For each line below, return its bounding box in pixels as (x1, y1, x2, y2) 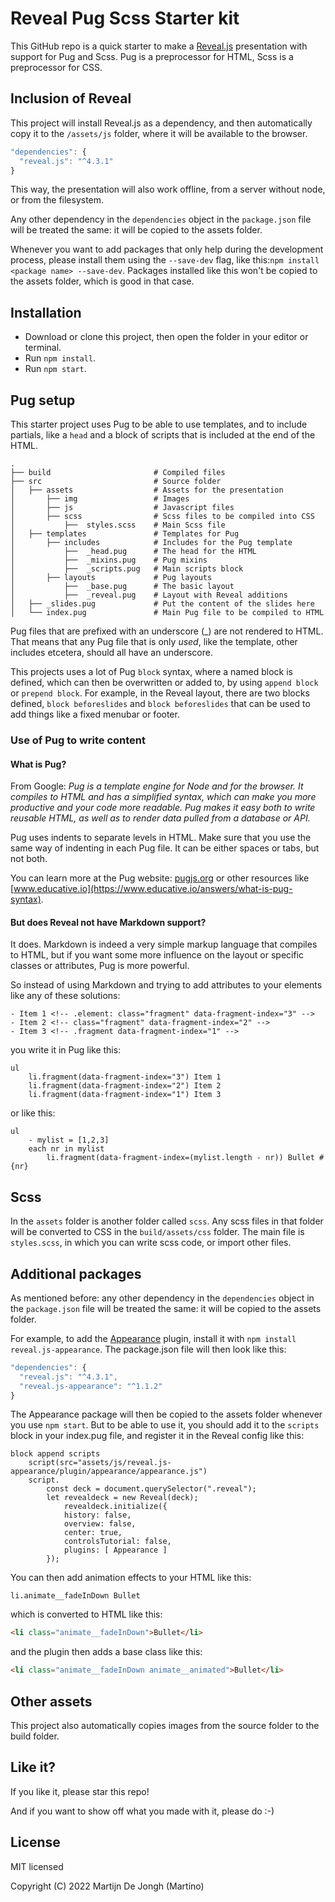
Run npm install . (24, 352, 97, 364)
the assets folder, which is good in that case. (10, 275, 195, 287)
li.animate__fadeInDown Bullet (10, 1591, 141, 1601)
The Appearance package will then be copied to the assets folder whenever (10, 1408, 323, 1421)
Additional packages (10, 1265, 142, 1282)
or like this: (10, 1107, 56, 1119)
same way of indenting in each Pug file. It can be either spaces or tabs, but (10, 842, 320, 854)
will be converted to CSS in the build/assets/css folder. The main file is (10, 1226, 305, 1238)
